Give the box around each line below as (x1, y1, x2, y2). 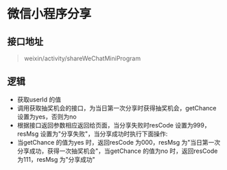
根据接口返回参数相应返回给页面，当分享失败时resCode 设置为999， (16, 121, 211, 129)
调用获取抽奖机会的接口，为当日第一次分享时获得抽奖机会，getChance (16, 104, 217, 112)
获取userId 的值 (16, 95, 62, 104)
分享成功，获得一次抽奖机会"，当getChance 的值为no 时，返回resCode (16, 147, 218, 155)
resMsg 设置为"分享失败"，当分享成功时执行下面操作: (16, 130, 168, 138)
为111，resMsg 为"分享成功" (16, 155, 96, 163)
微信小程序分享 (7, 6, 92, 22)
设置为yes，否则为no (16, 112, 77, 121)
